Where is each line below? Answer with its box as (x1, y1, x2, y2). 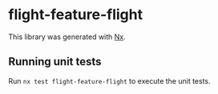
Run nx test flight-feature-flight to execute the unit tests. (8, 76, 211, 85)
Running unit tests (8, 55, 102, 69)
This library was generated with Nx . (8, 32, 126, 41)
